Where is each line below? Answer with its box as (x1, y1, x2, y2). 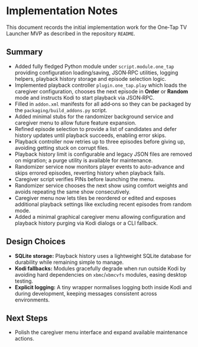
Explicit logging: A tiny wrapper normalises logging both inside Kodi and (14, 283, 192, 290)
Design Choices (6, 237, 66, 247)
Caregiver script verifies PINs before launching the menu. (14, 175, 155, 182)
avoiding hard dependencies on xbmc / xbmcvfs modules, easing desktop (14, 271, 187, 278)
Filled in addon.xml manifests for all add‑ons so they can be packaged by (14, 100, 191, 107)
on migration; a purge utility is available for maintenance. (14, 156, 153, 163)
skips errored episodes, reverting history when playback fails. (14, 169, 165, 176)
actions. (14, 335, 34, 342)
